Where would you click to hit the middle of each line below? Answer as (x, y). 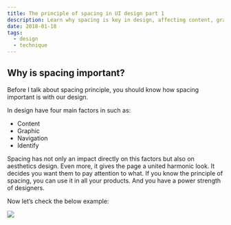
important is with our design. (48, 97)
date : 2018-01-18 (32, 26)
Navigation (32, 138)
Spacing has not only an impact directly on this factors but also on (101, 158)
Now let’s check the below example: (58, 201)
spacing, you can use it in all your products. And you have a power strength (114, 180)
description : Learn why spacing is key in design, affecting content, (110, 20)
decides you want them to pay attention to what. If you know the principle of (115, 173)
